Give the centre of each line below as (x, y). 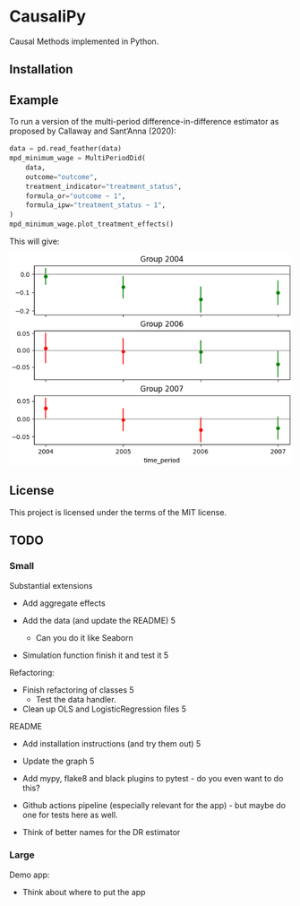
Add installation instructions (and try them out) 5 (111, 743)
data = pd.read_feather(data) (66, 149)
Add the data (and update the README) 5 (99, 620)
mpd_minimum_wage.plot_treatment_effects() (92, 224)
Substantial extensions (51, 585)
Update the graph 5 (58, 761)
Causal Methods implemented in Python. (84, 41)
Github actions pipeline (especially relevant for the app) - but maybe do (154, 805)
